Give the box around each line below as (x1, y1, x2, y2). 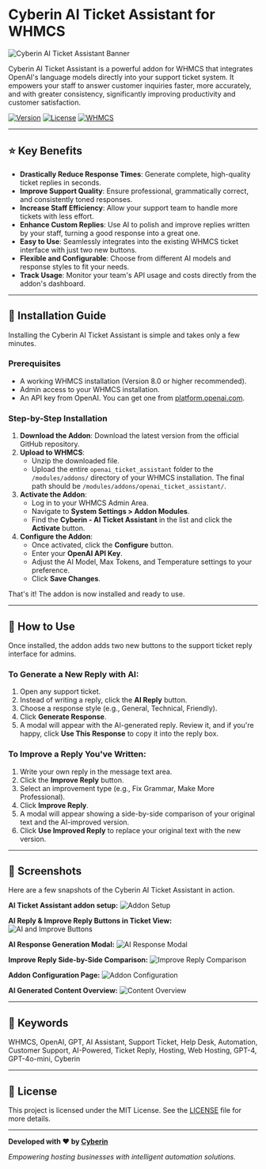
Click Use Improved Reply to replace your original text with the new (19, 825, 241, 835)
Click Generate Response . (19, 712, 107, 722)
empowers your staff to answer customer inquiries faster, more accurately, (8, 81, 252, 90)
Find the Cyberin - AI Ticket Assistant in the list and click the (31, 515, 233, 524)
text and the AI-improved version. (19, 817, 130, 827)
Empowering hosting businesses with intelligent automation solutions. (8, 1152, 236, 1161)
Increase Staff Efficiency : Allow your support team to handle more (19, 203, 238, 212)
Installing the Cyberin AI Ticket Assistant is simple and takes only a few (8, 330, 240, 340)
